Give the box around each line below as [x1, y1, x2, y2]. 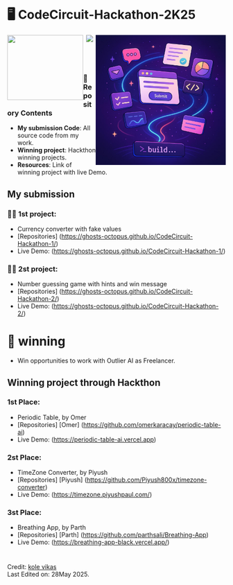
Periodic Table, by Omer [17, 413, 87, 421]
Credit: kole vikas [7, 562, 57, 570]
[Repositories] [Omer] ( [17, 420, 84, 428]
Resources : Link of [17, 161, 72, 169]
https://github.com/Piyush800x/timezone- [86, 475, 207, 484]
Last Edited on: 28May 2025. [7, 570, 89, 578]
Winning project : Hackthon [17, 146, 96, 155]
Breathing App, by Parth [17, 523, 87, 532]
